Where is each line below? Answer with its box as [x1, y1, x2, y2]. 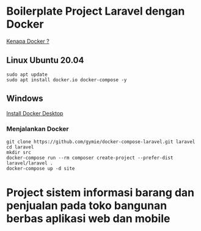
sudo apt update [6, 71, 48, 78]
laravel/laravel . [6, 160, 53, 166]
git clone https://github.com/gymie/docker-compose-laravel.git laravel [6, 139, 196, 145]
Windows [6, 94, 43, 104]
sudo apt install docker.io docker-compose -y [6, 76, 127, 83]
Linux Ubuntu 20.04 [6, 55, 84, 65]
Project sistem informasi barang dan [6, 186, 195, 200]
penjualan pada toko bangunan [6, 199, 167, 213]
